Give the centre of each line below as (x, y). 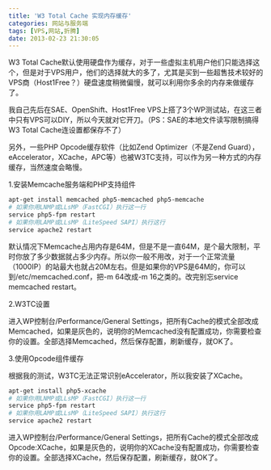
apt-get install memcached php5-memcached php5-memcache (106, 200)
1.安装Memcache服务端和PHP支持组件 (72, 185)
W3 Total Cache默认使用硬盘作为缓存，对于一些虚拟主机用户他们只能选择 (131, 62)
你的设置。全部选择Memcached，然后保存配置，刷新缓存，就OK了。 (123, 341)
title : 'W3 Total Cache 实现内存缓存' (70, 16)
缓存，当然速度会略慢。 (47, 167)
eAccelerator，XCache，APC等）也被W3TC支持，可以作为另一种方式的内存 (135, 157)
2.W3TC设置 (29, 304)
